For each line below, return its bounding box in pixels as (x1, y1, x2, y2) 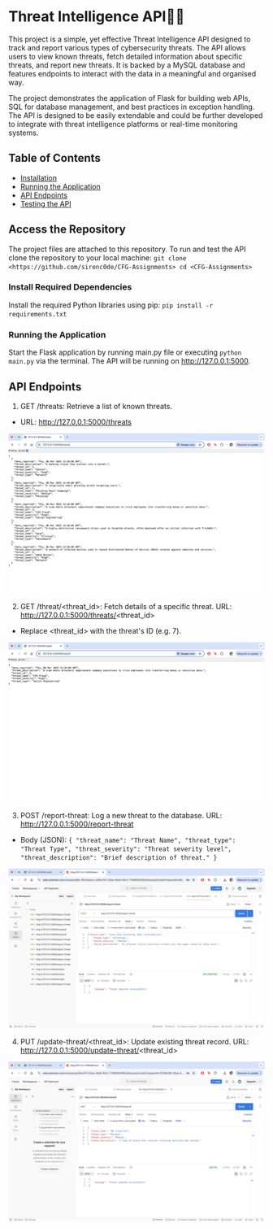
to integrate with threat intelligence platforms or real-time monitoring (8, 119, 238, 129)
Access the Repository (8, 223, 126, 237)
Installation (19, 172, 58, 182)
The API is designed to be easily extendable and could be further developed (8, 110, 263, 120)
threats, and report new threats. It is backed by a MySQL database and (8, 60, 245, 70)
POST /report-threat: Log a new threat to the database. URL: (19, 810, 223, 820)
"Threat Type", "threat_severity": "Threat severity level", (19, 845, 232, 853)
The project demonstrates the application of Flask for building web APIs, (8, 93, 250, 102)
